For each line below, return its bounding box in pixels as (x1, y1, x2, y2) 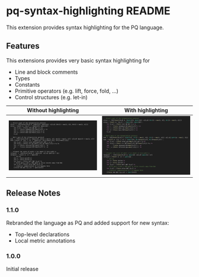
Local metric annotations (14, 237, 76, 244)
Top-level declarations (14, 231, 70, 238)
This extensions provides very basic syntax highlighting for (6, 56, 150, 64)
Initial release (6, 266, 38, 273)
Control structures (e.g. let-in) (14, 93, 88, 100)
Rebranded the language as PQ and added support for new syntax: (6, 219, 170, 226)
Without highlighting (26, 107, 79, 114)
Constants (14, 81, 40, 88)
